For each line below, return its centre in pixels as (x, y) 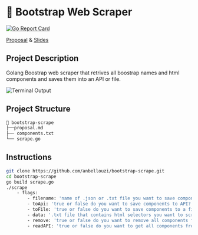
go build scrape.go (30, 182)
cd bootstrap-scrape (32, 177)
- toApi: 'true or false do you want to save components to (103, 204)
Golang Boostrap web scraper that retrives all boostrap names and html (93, 73)
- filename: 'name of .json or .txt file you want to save (101, 198)
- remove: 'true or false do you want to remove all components (108, 220)
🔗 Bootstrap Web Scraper (69, 12)
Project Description (42, 58)
